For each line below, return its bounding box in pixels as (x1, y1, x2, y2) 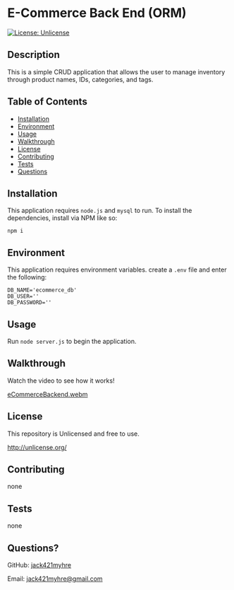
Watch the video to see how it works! (7, 376, 115, 385)
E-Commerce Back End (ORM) (7, 5, 187, 21)
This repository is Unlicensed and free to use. (7, 429, 140, 438)
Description (7, 49, 60, 61)
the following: (7, 273, 47, 282)
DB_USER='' (7, 293, 39, 300)
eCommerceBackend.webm (7, 390, 88, 398)
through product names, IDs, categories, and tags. (7, 75, 154, 83)
